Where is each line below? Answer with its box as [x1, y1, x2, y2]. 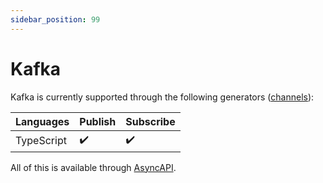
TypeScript [15, 134, 67, 148]
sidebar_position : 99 [10, 14, 101, 25]
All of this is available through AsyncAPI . [10, 161, 177, 173]
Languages [15, 114, 70, 128]
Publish [79, 114, 117, 128]
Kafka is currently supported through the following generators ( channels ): [10, 91, 315, 103]
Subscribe [125, 114, 176, 128]
